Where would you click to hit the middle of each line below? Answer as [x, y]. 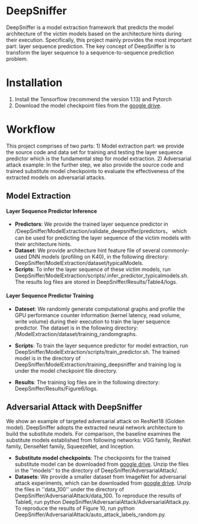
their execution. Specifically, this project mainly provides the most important [99, 40]
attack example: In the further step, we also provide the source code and [95, 165]
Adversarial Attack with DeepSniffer [74, 407]
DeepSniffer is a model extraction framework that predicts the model [90, 27]
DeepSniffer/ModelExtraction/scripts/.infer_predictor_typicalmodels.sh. [101, 276]
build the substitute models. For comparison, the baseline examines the [93, 434]
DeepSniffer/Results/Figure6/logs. [56, 388]
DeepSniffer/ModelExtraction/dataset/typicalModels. [79, 263]
